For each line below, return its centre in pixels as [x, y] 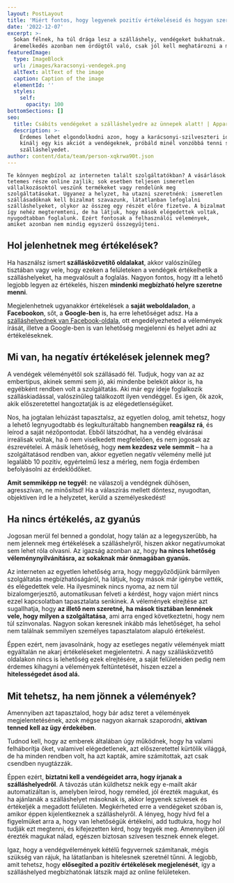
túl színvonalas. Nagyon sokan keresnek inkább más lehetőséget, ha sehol [114, 624]
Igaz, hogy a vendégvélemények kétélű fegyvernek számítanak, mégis [108, 850]
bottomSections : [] [36, 111]
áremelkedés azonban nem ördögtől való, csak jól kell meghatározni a [118, 46]
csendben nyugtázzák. [40, 764]
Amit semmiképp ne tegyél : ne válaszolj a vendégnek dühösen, [99, 483]
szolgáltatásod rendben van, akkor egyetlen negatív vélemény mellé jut [109, 454]
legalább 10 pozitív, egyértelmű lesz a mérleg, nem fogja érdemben [103, 462]
